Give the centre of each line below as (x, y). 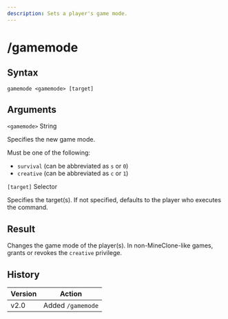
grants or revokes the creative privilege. (65, 253)
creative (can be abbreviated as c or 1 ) (73, 173)
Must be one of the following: (49, 153)
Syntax (23, 73)
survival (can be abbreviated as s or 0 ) (73, 166)
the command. (28, 208)
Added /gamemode (71, 305)
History (23, 275)
